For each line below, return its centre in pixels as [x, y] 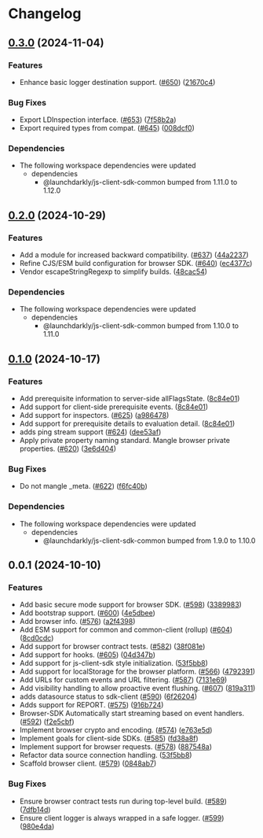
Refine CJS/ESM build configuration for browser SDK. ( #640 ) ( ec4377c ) [136, 264]
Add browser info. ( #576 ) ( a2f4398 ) [77, 622]
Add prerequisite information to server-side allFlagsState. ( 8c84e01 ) [130, 399]
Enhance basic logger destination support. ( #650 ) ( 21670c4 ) [117, 82]
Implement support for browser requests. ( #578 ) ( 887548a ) [116, 747]
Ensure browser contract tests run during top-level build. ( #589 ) [123, 801]
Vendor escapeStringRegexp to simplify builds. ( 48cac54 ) [113, 271]
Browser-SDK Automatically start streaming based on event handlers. [132, 714]
